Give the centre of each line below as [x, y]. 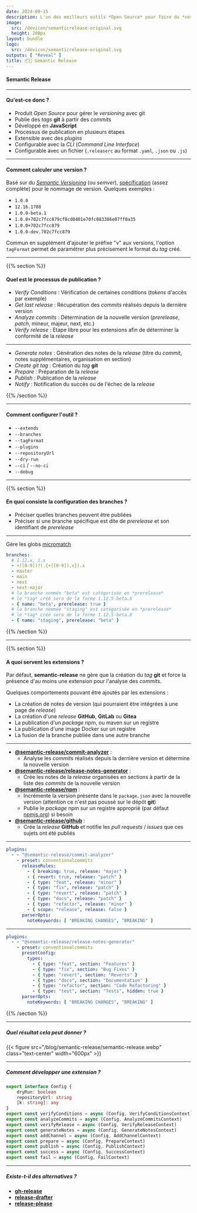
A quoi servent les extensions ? [45, 662]
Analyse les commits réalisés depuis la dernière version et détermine [106, 758]
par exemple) [30, 299]
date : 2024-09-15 [27, 11]
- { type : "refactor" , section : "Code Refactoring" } [99, 986]
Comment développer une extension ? [53, 1072]
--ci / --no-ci [31, 465]
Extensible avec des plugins [48, 138]
